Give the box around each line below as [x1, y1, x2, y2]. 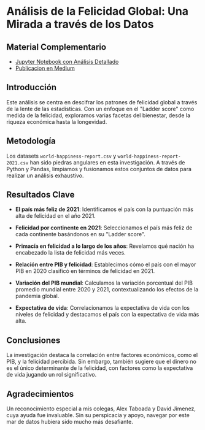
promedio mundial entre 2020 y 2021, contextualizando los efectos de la [15, 286, 199, 293]
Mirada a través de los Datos [6, 17, 155, 31]
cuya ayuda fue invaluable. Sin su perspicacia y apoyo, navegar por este [6, 412, 190, 419]
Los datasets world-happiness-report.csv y [6, 152, 117, 159]
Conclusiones [6, 335, 61, 345]
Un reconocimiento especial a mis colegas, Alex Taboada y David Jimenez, [6, 405, 196, 412]
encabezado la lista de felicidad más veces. [15, 249, 126, 256]
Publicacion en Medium [15, 64, 75, 72]
